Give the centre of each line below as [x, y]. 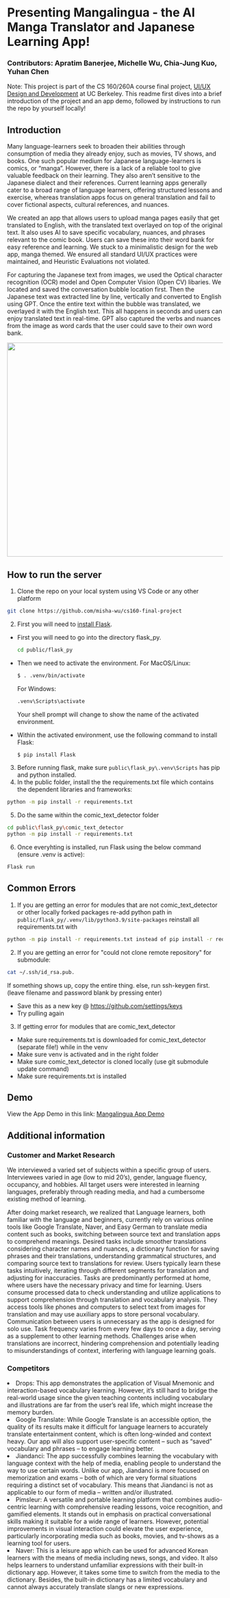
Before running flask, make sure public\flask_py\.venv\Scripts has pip [118, 768]
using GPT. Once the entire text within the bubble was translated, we [104, 304]
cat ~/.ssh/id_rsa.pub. [41, 972]
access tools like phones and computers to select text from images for [106, 1307]
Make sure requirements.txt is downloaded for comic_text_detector [112, 1040]
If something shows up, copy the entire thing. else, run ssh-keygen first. [108, 985]
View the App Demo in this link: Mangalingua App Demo [86, 1114]
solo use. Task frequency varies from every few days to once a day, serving [114, 1329]
